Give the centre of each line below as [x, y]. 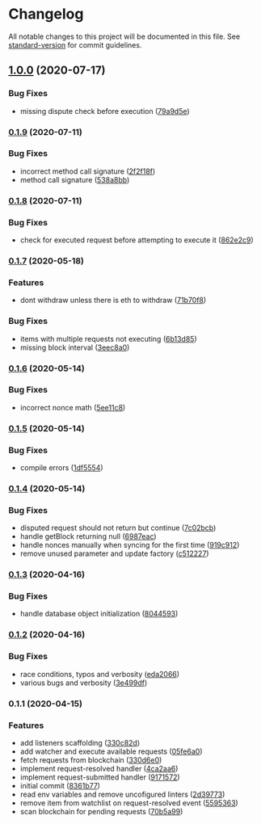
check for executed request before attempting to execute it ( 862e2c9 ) [137, 240]
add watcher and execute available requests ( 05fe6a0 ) [112, 751]
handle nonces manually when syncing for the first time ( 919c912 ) [130, 545]
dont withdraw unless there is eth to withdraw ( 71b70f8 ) [113, 301]
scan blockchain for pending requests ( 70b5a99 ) [101, 811]
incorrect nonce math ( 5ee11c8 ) [73, 407]
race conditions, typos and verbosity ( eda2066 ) [100, 674]
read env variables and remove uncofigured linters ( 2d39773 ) [122, 794]
